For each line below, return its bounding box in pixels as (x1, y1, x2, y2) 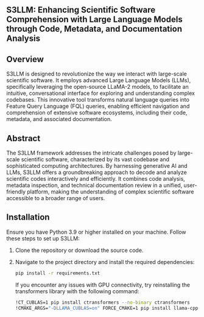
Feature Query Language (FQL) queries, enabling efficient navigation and (6, 103, 190, 110)
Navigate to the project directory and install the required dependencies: (15, 258, 195, 265)
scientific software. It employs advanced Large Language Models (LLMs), (6, 77, 191, 84)
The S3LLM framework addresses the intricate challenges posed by (6, 149, 177, 157)
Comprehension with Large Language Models (6, 15, 183, 25)
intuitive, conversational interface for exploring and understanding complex (6, 89, 195, 97)
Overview (6, 54, 44, 64)
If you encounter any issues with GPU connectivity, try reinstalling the (15, 281, 191, 288)
